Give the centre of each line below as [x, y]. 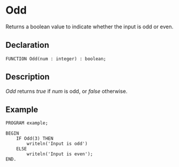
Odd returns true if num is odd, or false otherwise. [66, 91]
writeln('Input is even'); [60, 154]
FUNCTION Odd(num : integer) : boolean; [56, 59]
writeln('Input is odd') [57, 144]
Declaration [27, 45]
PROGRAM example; [27, 123]
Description [27, 77]
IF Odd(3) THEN [35, 139]
